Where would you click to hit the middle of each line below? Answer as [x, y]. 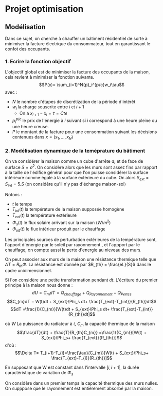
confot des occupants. [27, 49]
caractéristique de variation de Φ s [39, 373]
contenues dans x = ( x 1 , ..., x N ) [43, 138]
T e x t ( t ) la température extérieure [44, 216]
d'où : [11, 345]
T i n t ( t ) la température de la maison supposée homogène [68, 210]
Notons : [14, 194]
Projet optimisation [44, 9]
